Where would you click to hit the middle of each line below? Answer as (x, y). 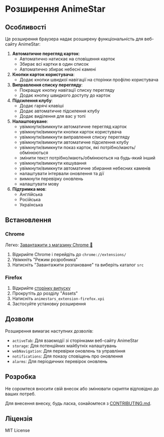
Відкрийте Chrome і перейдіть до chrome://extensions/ (69, 254)
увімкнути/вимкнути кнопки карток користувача (70, 132)
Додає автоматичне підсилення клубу (59, 111)
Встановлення (28, 220)
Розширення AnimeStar (55, 9)
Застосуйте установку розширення (49, 304)
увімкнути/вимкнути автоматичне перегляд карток (73, 127)
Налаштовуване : (30, 121)
